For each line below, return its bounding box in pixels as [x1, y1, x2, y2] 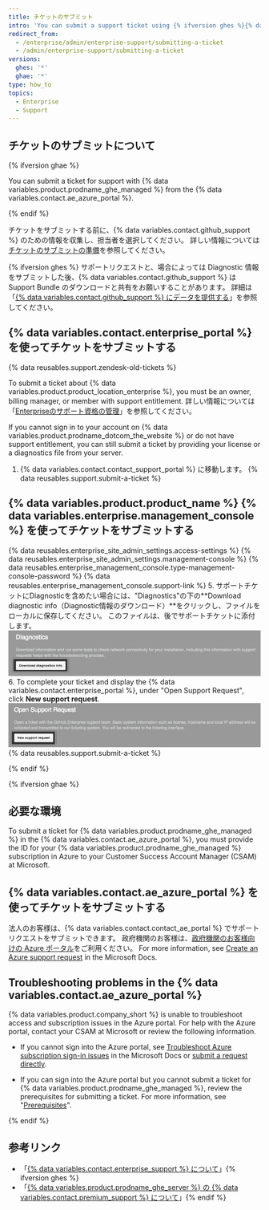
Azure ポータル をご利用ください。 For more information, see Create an [23, 944, 259, 953]
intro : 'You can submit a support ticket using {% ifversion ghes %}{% [8, 21, 252, 30]
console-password [8, 570, 70, 581]
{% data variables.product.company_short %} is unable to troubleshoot [8, 1009, 243, 1019]
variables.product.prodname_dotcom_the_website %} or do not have [8, 430, 235, 441]
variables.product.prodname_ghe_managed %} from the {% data [8, 185, 223, 194]
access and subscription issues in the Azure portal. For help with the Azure [8, 1017, 256, 1027]
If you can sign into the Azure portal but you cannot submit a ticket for [19, 1074, 251, 1084]
